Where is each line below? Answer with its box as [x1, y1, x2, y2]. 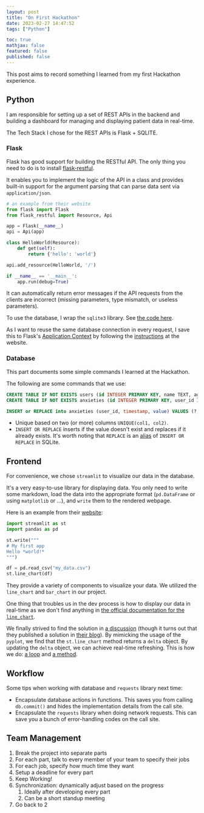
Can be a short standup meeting [24, 794, 105, 801]
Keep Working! [15, 775, 53, 782]
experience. [6, 77, 36, 84]
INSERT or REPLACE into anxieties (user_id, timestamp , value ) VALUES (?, [6, 408, 200, 414]
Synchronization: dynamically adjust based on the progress [15, 781, 164, 789]
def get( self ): [17, 246, 56, 252]
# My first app [6, 542, 45, 549]
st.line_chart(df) [6, 571, 53, 577]
